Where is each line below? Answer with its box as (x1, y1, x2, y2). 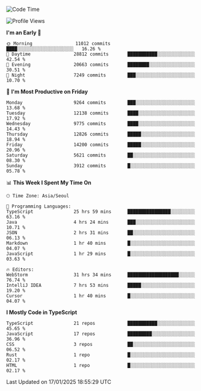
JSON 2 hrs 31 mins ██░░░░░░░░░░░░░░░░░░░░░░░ (6, 230, 196, 236)
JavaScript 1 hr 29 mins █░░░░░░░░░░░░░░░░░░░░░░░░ (6, 251, 196, 257)
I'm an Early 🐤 (6, 29, 42, 36)
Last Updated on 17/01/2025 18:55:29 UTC (6, 378, 111, 385)
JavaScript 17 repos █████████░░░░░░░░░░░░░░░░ (6, 331, 196, 337)
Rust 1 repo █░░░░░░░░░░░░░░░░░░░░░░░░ (6, 352, 196, 358)
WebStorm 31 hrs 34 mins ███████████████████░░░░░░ (6, 272, 196, 278)
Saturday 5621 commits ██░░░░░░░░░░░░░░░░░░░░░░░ (6, 152, 196, 158)
